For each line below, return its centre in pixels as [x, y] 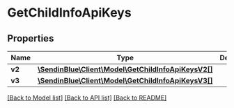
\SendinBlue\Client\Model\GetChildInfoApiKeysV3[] [125, 81]
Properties [31, 38]
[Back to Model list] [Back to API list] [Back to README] [87, 98]
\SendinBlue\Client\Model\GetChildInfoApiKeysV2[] [125, 69]
